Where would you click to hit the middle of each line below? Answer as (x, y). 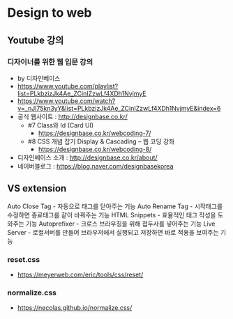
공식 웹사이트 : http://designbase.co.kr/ (72, 116)
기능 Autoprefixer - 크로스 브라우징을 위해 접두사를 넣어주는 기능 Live (120, 224)
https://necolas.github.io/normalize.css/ (75, 308)
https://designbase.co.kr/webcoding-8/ (95, 149)
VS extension (37, 188)
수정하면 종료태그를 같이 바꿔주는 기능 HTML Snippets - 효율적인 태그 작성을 (112, 215)
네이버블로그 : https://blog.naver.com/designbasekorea (95, 166)
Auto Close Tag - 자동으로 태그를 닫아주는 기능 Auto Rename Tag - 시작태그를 (115, 206)
